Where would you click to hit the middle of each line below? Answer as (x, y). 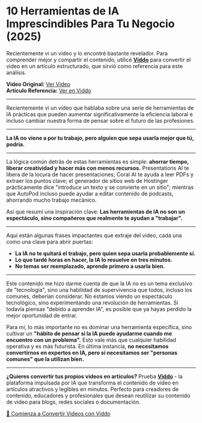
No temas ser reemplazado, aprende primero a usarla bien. (90, 266)
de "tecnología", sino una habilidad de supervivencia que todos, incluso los (99, 289)
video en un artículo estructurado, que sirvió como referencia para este (95, 66)
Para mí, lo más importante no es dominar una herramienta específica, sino (99, 327)
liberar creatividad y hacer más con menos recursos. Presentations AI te (98, 168)
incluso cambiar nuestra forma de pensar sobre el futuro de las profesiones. (100, 120)
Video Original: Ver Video (38, 84)
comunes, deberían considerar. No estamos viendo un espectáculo (89, 296)
